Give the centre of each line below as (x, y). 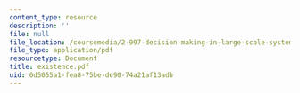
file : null (29, 34)
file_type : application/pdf (62, 50)
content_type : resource (54, 17)
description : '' (39, 26)
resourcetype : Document (54, 58)
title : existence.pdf (50, 67)
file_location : (37, 42)
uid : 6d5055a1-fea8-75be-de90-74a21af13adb (92, 75)
